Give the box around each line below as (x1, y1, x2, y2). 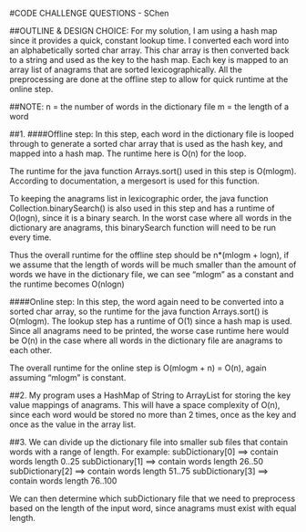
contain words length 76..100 (9, 475, 117, 486)
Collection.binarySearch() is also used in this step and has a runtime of (9, 203, 275, 214)
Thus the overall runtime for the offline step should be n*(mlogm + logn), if (9, 250, 290, 260)
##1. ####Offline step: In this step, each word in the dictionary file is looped (9, 129, 294, 140)
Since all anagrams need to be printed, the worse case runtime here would (9, 326, 290, 336)
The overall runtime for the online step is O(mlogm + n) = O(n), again (9, 362, 267, 373)
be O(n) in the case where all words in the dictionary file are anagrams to (9, 335, 283, 346)
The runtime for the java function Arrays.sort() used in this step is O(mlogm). (9, 166, 297, 176)
